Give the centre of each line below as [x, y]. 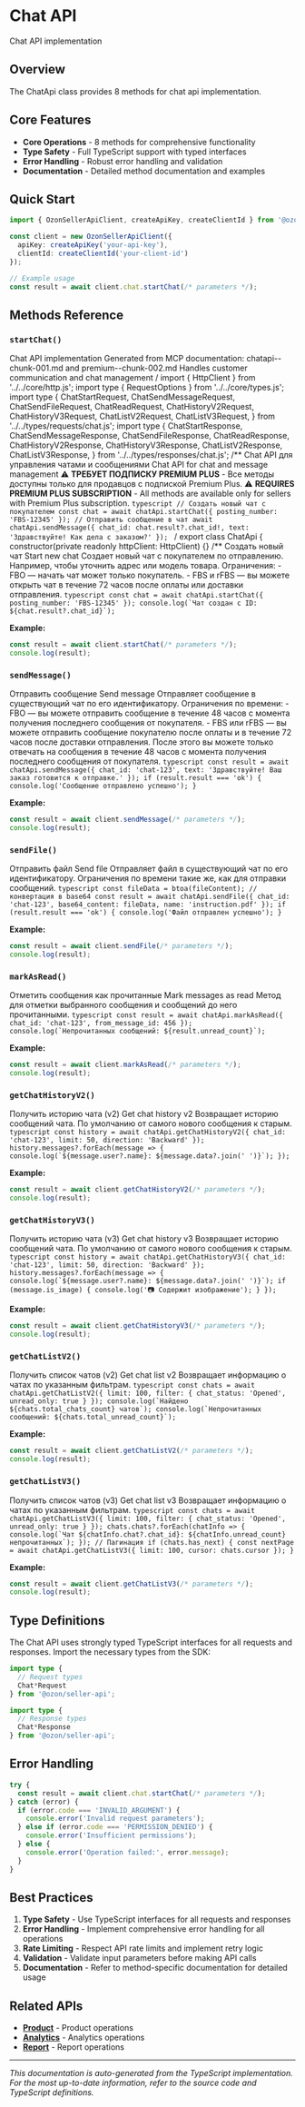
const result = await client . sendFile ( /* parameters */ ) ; [121, 946]
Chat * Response [44, 1727]
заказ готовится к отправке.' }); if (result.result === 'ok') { [135, 778]
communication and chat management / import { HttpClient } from [133, 378]
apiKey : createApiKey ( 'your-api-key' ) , [93, 245]
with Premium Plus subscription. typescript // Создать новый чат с [138, 503]
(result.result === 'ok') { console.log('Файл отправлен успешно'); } [146, 913]
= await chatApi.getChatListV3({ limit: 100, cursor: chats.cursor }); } [152, 1550]
